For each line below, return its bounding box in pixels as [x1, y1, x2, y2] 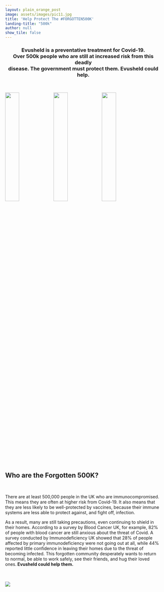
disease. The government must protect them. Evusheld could [8, 65, 159, 72]
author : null [5, 26, 32, 31]
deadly [74, 59, 92, 66]
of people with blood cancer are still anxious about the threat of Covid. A [5, 530, 154, 536]
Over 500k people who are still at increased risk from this [13, 53, 154, 59]
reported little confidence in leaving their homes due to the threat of [5, 545, 144, 551]
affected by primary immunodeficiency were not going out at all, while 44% [5, 540, 160, 546]
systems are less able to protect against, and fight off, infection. [5, 510, 135, 516]
